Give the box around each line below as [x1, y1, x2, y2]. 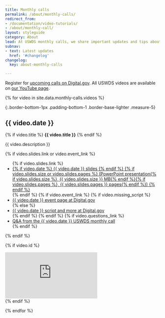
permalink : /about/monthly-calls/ [5, 12, 76, 17]
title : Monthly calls [5, 7, 50, 12]
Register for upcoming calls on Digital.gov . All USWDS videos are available [5, 80, 156, 86]
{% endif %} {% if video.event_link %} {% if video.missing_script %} [12, 192, 151, 198]
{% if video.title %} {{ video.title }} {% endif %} [5, 132, 102, 138]
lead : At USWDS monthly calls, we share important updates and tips [5, 39, 148, 44]
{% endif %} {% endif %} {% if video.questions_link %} [12, 212, 124, 218]
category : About [5, 35, 38, 40]
